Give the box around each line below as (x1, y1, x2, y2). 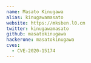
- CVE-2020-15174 (12, 48, 56, 54)
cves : (6, 43, 20, 49)
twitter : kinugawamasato (6, 25, 69, 32)
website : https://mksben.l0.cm (6, 20, 86, 26)
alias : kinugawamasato (6, 14, 64, 20)
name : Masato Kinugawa (6, 8, 64, 15)
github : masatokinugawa (6, 31, 67, 37)
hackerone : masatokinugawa (6, 37, 75, 43)
